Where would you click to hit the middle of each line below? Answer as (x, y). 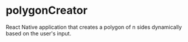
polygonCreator (47, 10)
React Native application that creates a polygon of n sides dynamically (94, 27)
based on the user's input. (38, 33)
